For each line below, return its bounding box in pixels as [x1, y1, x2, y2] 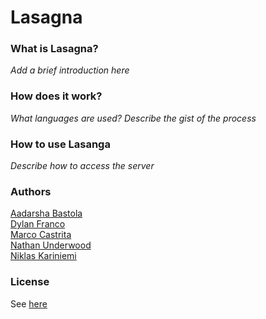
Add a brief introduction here [10, 64, 130, 76]
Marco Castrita [10, 229, 72, 241]
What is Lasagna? [10, 42, 99, 56]
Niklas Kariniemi [10, 250, 77, 262]
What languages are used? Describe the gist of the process [10, 112, 257, 124]
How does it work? [10, 89, 103, 103]
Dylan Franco [10, 218, 66, 230]
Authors [10, 185, 52, 198]
